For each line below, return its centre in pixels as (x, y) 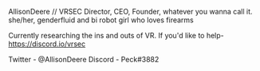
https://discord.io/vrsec (47, 44)
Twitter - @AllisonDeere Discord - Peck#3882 (84, 59)
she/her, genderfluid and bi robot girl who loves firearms (101, 20)
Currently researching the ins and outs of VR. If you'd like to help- (116, 35)
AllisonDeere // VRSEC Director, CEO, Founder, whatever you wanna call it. (130, 12)
